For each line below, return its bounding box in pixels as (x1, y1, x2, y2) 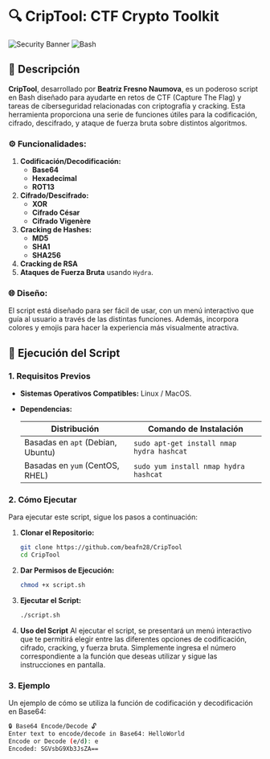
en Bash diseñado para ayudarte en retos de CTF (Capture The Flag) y (8, 92, 242, 102)
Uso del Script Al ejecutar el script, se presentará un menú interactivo (19, 626, 252, 635)
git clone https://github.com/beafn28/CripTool (19, 544, 182, 552)
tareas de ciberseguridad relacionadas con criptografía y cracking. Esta (8, 101, 246, 110)
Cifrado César (31, 207, 80, 218)
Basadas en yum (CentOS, (23, 460, 120, 471)
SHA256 (31, 251, 62, 261)
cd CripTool (19, 551, 60, 560)
